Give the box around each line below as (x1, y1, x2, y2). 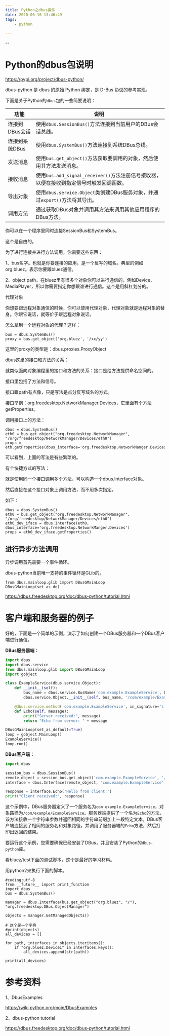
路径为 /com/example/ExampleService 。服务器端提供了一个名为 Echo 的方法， (9, 810, 164, 816)
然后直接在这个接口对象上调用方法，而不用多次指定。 (5, 487, 116, 493)
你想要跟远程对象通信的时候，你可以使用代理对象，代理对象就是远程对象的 (5, 305, 160, 311)
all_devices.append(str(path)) (23, 949, 90, 955)
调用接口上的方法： (5, 417, 46, 423)
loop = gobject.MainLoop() (5, 732, 62, 737)
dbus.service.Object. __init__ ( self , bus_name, (23, 695, 123, 700)
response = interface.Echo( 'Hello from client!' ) (5, 789, 112, 794)
